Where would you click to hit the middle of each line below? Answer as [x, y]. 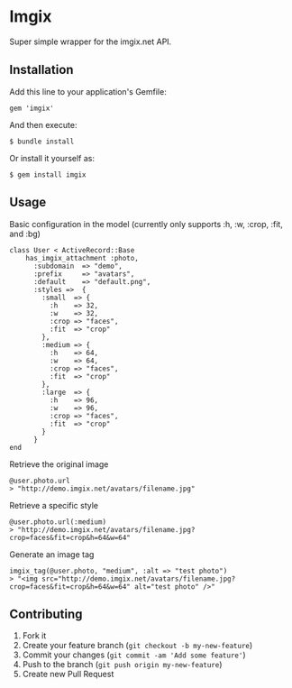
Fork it [34, 636]
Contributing [46, 614]
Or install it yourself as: [52, 158]
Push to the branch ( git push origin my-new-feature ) [122, 665]
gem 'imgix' [32, 108]
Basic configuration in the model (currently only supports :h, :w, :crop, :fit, [146, 224]
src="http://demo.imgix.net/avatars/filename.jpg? [139, 579]
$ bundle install [42, 142]
